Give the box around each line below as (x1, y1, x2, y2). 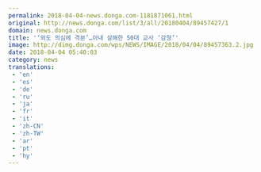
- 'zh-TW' (11, 129, 44, 137)
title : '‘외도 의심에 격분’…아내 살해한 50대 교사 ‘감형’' (8, 33, 179, 42)
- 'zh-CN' (11, 122, 44, 130)
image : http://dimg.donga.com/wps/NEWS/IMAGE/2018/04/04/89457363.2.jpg (8, 41, 254, 49)
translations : (8, 63, 56, 71)
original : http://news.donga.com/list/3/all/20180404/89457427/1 (8, 19, 228, 27)
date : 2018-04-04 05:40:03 (8, 48, 98, 56)
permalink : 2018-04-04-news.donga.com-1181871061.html (8, 11, 194, 20)
